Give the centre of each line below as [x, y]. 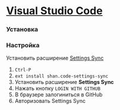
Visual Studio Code [54, 11]
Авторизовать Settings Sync [50, 101]
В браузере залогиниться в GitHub [59, 95]
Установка [22, 30]
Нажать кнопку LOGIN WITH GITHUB [58, 88]
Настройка [23, 46]
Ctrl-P [23, 70]
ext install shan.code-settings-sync [61, 76]
